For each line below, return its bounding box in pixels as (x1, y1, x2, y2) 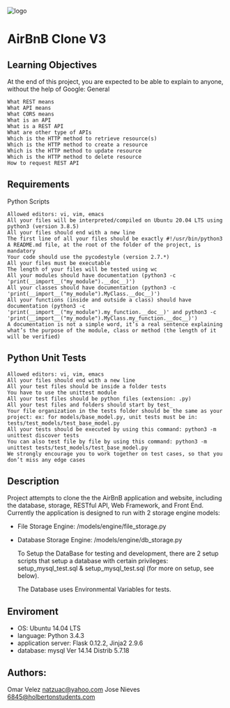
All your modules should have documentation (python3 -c (7, 271, 176, 279)
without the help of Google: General (7, 85, 110, 93)
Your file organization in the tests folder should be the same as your (7, 407, 223, 414)
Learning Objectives (7, 59, 98, 71)
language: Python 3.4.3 (17, 632, 85, 640)
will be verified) (7, 333, 61, 340)
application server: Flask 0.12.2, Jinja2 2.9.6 (17, 639, 144, 647)
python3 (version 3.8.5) (7, 222, 79, 230)
